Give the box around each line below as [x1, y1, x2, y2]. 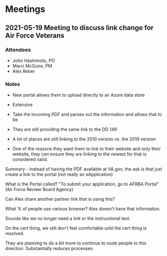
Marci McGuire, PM [12, 62, 52, 68]
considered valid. [12, 156, 48, 162]
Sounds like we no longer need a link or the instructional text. [5, 215, 131, 221]
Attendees [5, 46, 31, 53]
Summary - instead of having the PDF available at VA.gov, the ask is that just [5, 166, 163, 172]
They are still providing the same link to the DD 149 [12, 126, 117, 132]
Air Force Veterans [5, 31, 65, 39]
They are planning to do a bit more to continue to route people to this [5, 240, 147, 246]
